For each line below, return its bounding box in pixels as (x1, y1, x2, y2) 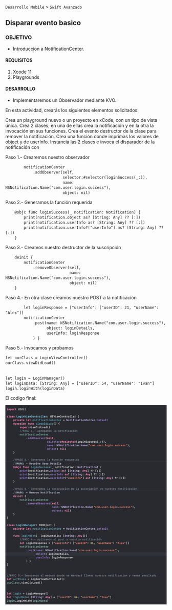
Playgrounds (12, 74, 39, 80)
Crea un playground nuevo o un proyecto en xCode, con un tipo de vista (5, 117, 158, 123)
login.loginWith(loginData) (5, 386, 66, 391)
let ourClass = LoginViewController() (5, 355, 88, 361)
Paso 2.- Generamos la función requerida (5, 199, 93, 206)
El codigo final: (5, 395, 37, 401)
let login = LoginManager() (5, 376, 66, 381)
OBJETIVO (5, 34, 32, 41)
